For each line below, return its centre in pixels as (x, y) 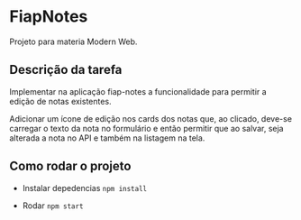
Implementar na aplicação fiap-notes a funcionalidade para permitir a (138, 91)
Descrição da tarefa (66, 70)
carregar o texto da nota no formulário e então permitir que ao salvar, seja (146, 128)
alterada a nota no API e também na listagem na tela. (107, 138)
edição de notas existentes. (60, 101)
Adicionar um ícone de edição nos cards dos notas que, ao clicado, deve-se (151, 118)
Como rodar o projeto (70, 166)
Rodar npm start (53, 206)
